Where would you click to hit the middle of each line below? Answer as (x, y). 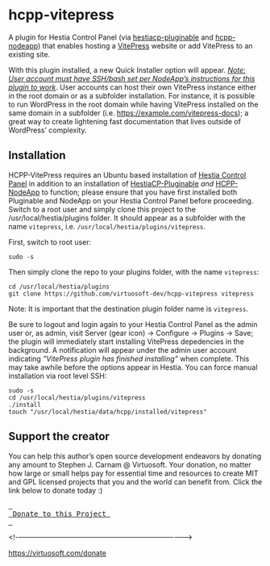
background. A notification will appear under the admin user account (123, 350)
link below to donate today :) (56, 490)
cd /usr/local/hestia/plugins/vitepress (77, 397)
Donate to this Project (59, 514)
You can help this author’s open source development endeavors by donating (135, 456)
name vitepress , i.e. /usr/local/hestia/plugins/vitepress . (107, 226)
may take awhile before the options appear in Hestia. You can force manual (133, 367)
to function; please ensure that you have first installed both (139, 192)
